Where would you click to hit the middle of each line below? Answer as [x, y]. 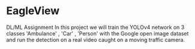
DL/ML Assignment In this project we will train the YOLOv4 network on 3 [95, 27]
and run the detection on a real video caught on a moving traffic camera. [96, 40]
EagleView [33, 11]
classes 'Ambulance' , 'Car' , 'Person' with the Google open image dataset [97, 33]
